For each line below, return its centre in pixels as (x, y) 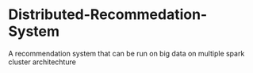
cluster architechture (42, 62)
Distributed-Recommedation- (108, 15)
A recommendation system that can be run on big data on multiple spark (126, 53)
